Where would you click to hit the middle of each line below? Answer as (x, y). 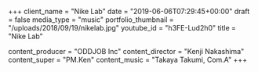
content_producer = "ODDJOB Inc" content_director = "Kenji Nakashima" (126, 51)
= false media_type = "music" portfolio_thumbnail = (91, 20)
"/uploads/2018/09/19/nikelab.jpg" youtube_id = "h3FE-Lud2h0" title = (122, 28)
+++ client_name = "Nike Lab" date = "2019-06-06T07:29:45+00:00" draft (129, 11)
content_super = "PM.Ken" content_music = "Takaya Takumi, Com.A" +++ (128, 59)
